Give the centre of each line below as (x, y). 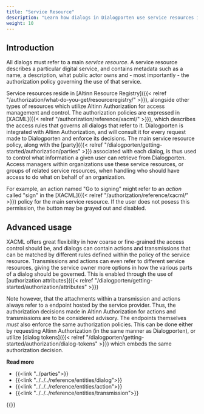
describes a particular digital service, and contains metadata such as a (95, 69)
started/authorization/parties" (43, 152)
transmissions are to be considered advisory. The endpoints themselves (97, 318)
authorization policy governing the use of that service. (74, 82)
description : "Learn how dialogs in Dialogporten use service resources (100, 18)
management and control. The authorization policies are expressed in (93, 113)
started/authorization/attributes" (47, 287)
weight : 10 (20, 23)
